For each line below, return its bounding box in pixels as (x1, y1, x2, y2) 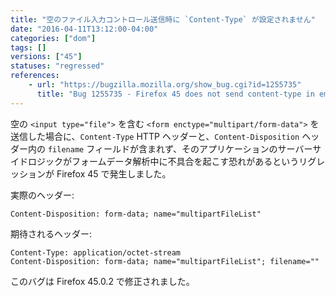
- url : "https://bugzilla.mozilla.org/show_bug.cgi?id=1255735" (28, 80, 302, 90)
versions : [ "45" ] (10, 52, 83, 62)
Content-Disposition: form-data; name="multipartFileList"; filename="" (10, 256, 320, 266)
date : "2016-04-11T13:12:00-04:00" (10, 24, 159, 34)
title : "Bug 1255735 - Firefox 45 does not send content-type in (36, 89, 315, 99)
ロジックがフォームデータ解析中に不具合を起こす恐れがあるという (27, 155, 300, 167)
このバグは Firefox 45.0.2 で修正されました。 (10, 275, 195, 287)
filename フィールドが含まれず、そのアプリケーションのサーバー (47, 142, 313, 155)
